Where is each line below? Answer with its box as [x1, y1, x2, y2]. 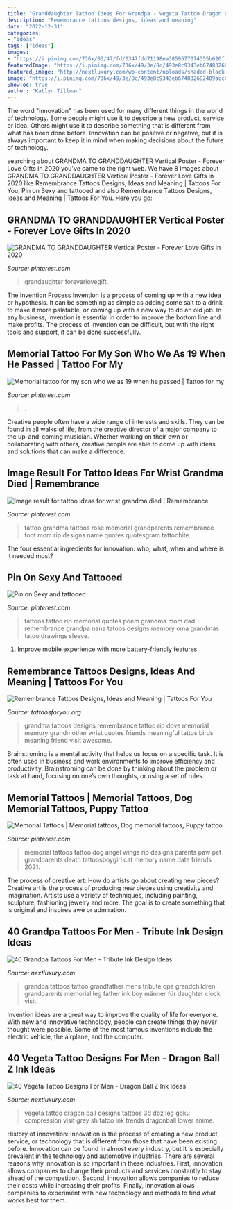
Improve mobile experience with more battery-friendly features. [17, 645, 200, 653]
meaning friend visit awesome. [24, 737, 112, 745]
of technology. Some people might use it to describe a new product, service [7, 114, 224, 122]
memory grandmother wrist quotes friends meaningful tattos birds [24, 729, 214, 737]
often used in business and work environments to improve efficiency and [7, 757, 215, 766]
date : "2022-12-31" [7, 23, 64, 30]
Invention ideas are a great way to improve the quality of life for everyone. [7, 1010, 218, 1018]
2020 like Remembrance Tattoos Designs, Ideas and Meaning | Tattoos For [7, 179, 221, 187]
